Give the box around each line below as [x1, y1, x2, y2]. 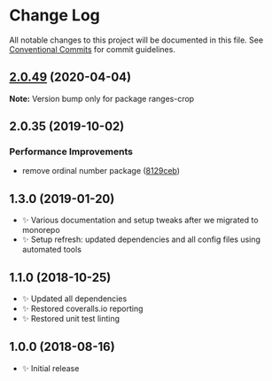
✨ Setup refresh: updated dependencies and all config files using [21, 234, 261, 245]
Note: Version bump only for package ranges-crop [9, 93, 195, 104]
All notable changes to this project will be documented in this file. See [9, 35, 264, 45]
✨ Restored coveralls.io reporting [21, 303, 144, 315]
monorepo [21, 225, 60, 236]
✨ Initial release [21, 362, 80, 373]
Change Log [9, 5, 100, 26]
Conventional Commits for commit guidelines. [9, 43, 175, 54]
